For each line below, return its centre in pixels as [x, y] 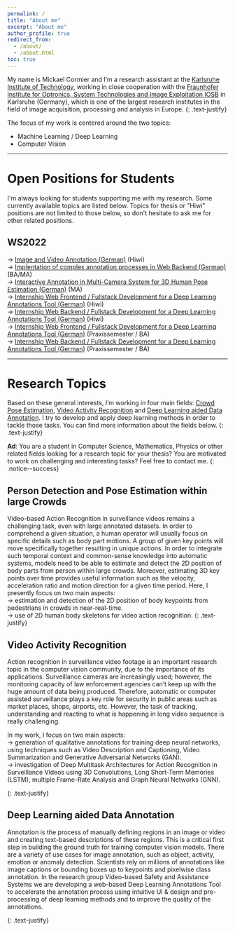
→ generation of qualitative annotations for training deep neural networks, [114, 742]
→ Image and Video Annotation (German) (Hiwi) [76, 259]
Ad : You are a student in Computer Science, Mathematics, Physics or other [115, 447]
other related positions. [41, 220]
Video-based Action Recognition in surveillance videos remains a [101, 519]
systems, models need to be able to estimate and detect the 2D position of [115, 563]
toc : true [22, 60]
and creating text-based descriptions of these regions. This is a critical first [116, 839]
